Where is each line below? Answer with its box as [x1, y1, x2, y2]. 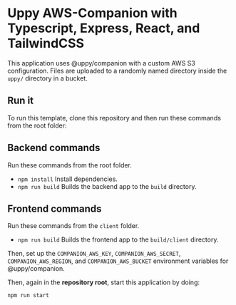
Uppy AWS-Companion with [7, 5, 178, 21]
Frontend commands [7, 202, 102, 214]
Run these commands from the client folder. [7, 222, 140, 230]
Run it [7, 95, 34, 107]
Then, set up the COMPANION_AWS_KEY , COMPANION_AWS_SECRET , [7, 249, 181, 258]
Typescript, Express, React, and [7, 20, 200, 36]
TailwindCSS [7, 36, 84, 51]
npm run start [7, 292, 50, 299]
